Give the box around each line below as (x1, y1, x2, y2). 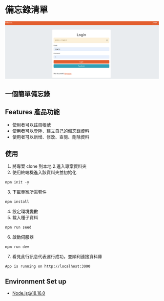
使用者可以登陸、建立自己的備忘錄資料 (12, 128, 89, 134)
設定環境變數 (12, 208, 38, 215)
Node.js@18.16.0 (12, 290, 45, 296)
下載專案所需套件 (12, 189, 47, 195)
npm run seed (5, 225, 32, 230)
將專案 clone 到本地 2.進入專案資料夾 (12, 163, 87, 169)
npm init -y (5, 180, 29, 185)
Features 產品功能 (5, 108, 60, 116)
